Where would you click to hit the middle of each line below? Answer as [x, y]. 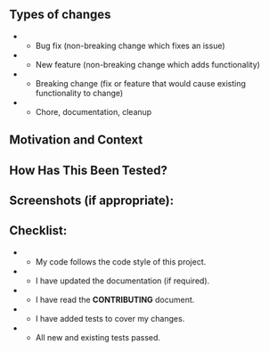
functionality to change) [79, 93]
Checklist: [38, 231]
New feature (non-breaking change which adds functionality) [148, 64]
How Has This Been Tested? [88, 170]
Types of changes [60, 15]
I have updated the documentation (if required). [122, 281]
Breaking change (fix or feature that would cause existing [141, 83]
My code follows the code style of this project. [121, 261]
